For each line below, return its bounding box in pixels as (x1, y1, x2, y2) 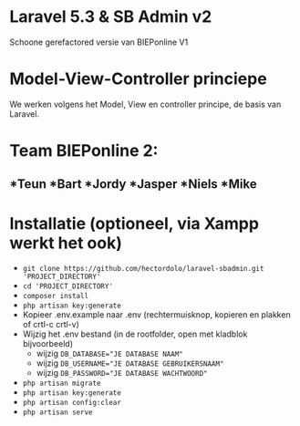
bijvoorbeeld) (22, 338, 73, 349)
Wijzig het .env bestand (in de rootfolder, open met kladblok (22, 328, 248, 339)
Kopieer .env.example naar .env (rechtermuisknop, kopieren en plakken (22, 309, 291, 320)
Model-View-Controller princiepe (9, 68, 267, 89)
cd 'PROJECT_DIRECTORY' (22, 282, 114, 291)
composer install (22, 292, 89, 301)
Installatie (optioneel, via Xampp (9, 213, 260, 234)
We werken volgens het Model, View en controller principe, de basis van (9, 99, 282, 109)
